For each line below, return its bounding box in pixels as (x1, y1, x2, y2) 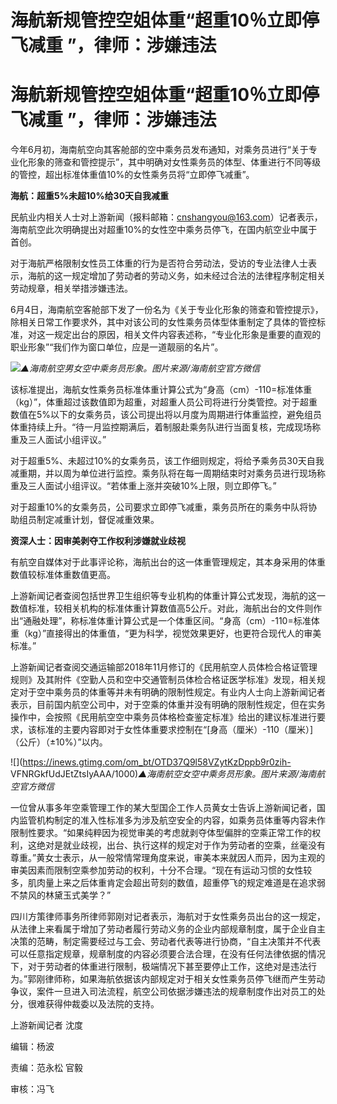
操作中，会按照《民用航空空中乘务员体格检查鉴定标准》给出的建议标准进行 (10, 711, 317, 723)
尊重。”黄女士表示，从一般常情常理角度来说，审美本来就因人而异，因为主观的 (10, 852, 326, 864)
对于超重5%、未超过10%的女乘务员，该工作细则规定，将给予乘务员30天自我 (10, 455, 325, 467)
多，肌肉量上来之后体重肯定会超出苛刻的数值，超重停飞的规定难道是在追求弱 (10, 877, 326, 889)
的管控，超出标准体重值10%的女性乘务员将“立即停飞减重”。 (10, 169, 255, 181)
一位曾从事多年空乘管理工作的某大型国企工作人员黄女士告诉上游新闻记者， (10, 802, 317, 814)
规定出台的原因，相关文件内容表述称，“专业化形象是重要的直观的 (53, 329, 322, 341)
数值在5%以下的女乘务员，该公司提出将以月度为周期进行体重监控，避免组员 (10, 409, 323, 421)
